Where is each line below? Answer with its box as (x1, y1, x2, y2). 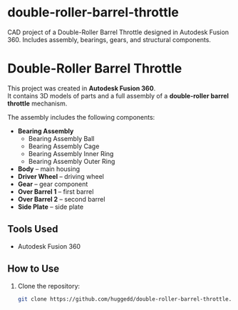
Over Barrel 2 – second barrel (17, 195, 105, 203)
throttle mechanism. (7, 99, 68, 108)
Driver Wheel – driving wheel (17, 172, 105, 180)
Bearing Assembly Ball (28, 134, 95, 143)
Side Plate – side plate (17, 202, 84, 211)
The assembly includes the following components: (7, 113, 155, 121)
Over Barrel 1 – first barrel (17, 187, 94, 196)
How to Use (7, 263, 60, 275)
